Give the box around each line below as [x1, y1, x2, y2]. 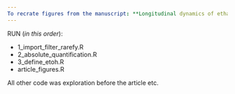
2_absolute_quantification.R [17, 50, 97, 58]
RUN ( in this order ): [7, 29, 63, 38]
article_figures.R [17, 65, 65, 73]
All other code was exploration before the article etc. [7, 78, 159, 87]
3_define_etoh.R [17, 57, 64, 66]
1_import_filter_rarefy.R [17, 42, 84, 51]
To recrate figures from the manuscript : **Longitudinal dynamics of [7, 10, 215, 17]
